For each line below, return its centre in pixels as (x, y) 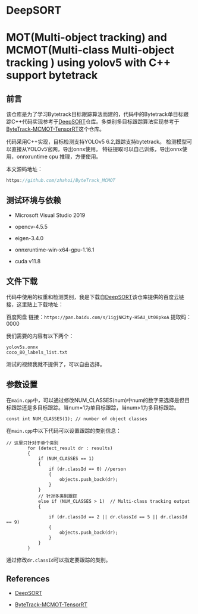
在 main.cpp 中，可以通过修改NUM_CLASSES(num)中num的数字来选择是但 (95, 400)
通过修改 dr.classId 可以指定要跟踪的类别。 (59, 560)
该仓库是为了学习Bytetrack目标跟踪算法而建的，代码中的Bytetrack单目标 (95, 114)
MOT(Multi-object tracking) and (87, 38)
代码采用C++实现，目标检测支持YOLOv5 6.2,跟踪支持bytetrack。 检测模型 (97, 142)
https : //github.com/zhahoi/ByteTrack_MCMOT (61, 181)
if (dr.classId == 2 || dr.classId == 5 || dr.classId (118, 517)
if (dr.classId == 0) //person (87, 469)
